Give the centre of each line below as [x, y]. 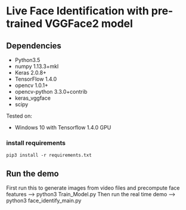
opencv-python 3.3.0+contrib [51, 92]
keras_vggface [32, 98]
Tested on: [19, 116]
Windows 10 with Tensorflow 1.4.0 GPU [63, 127]
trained [24, 24]
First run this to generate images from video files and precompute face [93, 188]
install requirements [36, 143]
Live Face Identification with [77, 11]
